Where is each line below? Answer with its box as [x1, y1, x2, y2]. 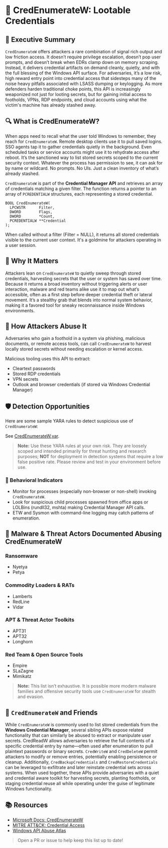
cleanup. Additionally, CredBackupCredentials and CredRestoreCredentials [5, 759, 158, 765]
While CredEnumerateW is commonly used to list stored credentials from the [5, 721, 158, 727]
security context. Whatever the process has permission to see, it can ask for [5, 159, 163, 165]
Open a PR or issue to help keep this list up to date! [17, 837, 123, 843]
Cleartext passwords [12, 366, 56, 372]
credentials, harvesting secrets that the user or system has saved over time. [5, 275, 162, 281]
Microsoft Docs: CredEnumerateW [12, 817, 84, 823]
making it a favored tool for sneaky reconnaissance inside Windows [5, 302, 145, 308]
